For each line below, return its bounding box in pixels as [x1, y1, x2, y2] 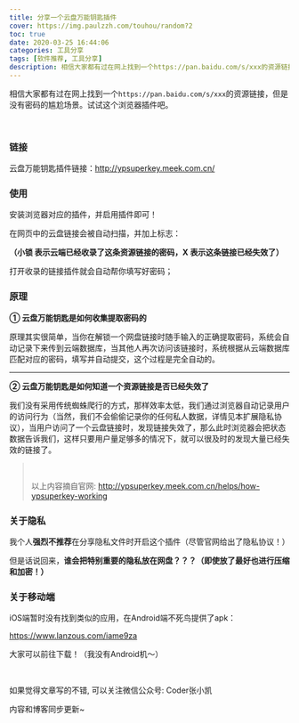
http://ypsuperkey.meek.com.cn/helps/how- [97, 480, 261, 491]
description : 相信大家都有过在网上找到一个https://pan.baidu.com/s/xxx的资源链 [9, 63, 288, 72]
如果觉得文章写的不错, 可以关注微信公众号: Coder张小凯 [9, 685, 213, 695]
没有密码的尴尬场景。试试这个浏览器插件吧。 [9, 99, 174, 110]
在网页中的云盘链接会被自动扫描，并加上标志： [9, 228, 181, 239]
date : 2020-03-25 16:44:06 [9, 37, 109, 47]
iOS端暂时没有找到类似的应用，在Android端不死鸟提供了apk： [9, 613, 237, 623]
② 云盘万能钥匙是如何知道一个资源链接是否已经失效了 [9, 380, 209, 392]
